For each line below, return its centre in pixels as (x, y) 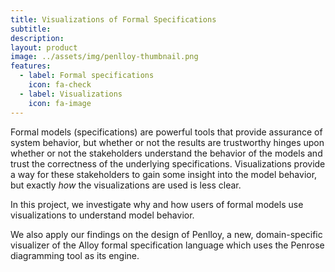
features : (31, 66)
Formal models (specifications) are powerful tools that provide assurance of (166, 132)
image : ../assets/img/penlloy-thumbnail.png (104, 57)
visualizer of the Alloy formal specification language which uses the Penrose (167, 245)
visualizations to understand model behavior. (102, 215)
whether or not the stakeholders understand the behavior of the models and (166, 153)
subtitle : (31, 29)
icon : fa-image (60, 103)
